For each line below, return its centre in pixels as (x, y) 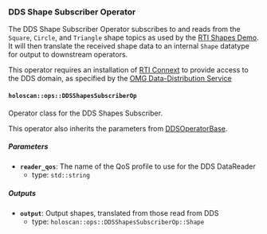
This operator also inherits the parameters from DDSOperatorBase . (118, 128)
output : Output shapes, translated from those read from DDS (119, 213)
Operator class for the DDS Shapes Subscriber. (86, 113)
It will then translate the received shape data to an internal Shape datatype (129, 46)
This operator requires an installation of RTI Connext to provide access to (128, 70)
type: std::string (61, 175)
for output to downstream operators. (68, 55)
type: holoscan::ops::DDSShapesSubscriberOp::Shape (118, 222)
